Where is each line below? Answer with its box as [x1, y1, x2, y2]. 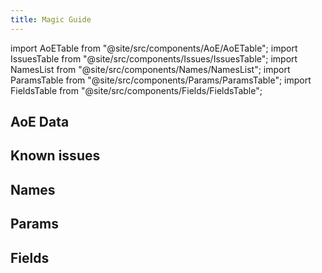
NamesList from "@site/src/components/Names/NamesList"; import [10, 63, 291, 75]
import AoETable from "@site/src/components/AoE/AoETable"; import [10, 42, 298, 54]
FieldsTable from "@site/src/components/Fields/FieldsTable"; [10, 84, 263, 96]
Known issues [10, 147, 101, 165]
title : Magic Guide [10, 14, 92, 25]
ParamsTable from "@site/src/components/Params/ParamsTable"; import [10, 74, 312, 86]
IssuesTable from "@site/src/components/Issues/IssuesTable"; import [10, 52, 298, 65]
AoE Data [10, 114, 70, 131]
